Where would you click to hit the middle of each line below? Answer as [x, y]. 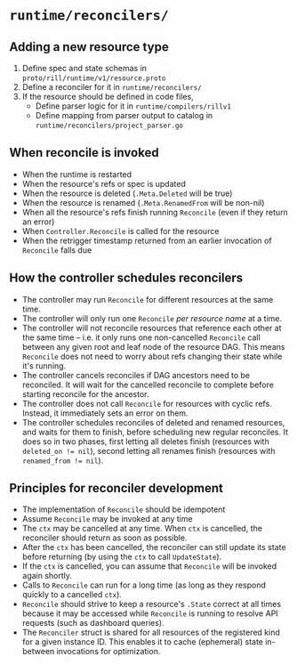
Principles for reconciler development [116, 488]
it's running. [44, 365]
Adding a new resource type [89, 47]
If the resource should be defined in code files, [108, 97]
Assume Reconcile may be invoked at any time [107, 519]
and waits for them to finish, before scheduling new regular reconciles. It [155, 432]
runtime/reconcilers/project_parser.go [109, 126]
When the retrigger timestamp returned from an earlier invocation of [147, 240]
